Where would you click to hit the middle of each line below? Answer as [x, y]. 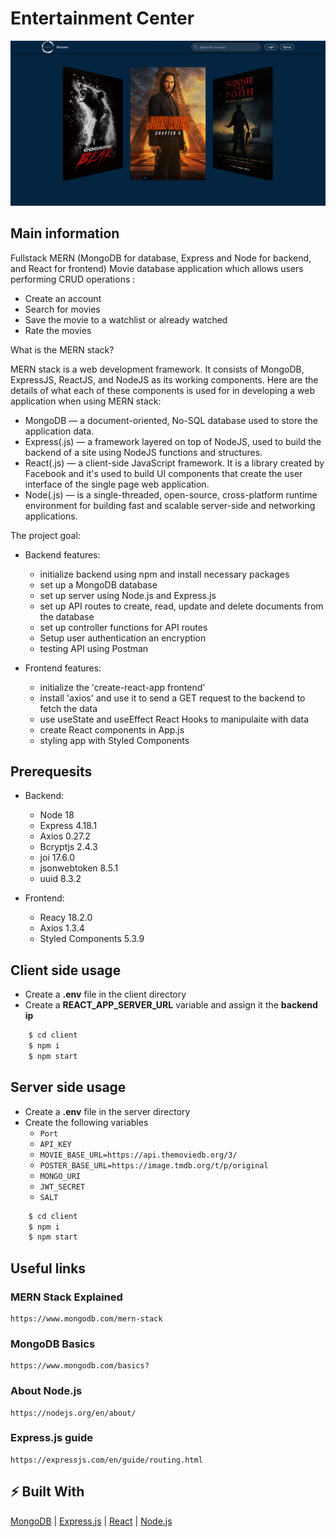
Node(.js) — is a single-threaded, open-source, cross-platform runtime [171, 494]
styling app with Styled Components [114, 740]
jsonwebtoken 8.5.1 [79, 868]
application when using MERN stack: [86, 401]
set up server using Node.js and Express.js [128, 595]
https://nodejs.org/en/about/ [73, 1413]
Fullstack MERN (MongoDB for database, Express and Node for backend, [161, 258]
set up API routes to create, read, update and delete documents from [181, 606]
